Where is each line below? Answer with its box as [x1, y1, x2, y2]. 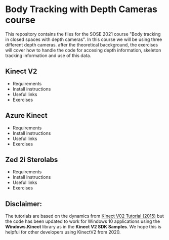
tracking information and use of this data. [5, 52, 92, 59]
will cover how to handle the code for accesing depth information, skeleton [5, 47, 161, 53]
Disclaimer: [5, 200, 42, 208]
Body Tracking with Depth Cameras [5, 4, 158, 15]
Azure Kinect [5, 111, 48, 120]
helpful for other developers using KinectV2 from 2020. [5, 229, 121, 235]
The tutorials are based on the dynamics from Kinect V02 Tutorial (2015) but [5, 213, 164, 219]
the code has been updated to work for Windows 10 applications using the [5, 218, 160, 224]
